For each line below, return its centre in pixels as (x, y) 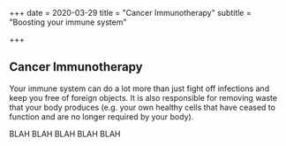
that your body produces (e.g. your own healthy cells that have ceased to (143, 107)
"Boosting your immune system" (68, 22)
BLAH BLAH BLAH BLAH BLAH (65, 134)
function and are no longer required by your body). (102, 116)
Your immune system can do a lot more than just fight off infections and (139, 88)
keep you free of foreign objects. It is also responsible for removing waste (143, 97)
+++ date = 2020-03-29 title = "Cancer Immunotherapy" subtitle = (130, 13)
